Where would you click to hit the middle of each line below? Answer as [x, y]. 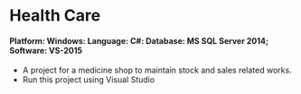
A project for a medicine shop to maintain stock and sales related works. [157, 70]
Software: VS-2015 [46, 50]
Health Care [55, 16]
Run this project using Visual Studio [89, 80]
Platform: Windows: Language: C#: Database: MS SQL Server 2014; [139, 40]
